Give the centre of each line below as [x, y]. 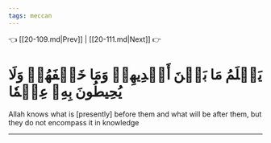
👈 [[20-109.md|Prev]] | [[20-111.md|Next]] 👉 [85, 39]
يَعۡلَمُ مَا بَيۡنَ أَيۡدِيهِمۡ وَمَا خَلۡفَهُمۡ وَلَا [135, 74]
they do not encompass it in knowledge [74, 122]
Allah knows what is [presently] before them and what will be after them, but [135, 114]
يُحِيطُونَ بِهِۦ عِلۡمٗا [65, 91]
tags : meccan [30, 16]
